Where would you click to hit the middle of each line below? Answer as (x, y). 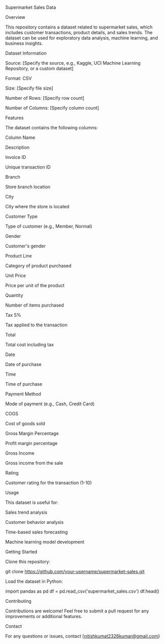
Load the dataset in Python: (34, 581)
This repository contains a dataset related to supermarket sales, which (79, 27)
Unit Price (16, 275)
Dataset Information (26, 53)
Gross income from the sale (34, 463)
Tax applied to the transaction (36, 325)
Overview (15, 17)
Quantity (14, 295)
